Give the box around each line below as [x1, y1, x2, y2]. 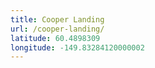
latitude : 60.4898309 [10, 33, 101, 43]
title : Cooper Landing [10, 14, 105, 25]
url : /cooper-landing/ [10, 24, 105, 34]
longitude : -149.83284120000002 [10, 42, 145, 53]
